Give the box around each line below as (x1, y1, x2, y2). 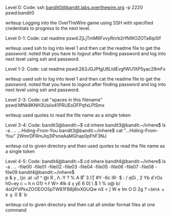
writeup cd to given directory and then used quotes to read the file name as (5, 143, 165, 149)
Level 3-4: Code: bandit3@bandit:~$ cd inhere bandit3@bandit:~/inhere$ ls (5, 122, 166, 128)
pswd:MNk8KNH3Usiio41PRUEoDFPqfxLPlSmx (5, 102, 105, 108)
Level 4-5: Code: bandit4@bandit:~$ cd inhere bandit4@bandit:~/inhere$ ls (5, 159, 166, 164)
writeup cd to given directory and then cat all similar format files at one (5, 202, 155, 207)
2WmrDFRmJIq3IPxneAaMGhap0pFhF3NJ (16, 133, 107, 139)
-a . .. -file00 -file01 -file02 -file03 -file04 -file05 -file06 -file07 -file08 (5, 164, 154, 170)
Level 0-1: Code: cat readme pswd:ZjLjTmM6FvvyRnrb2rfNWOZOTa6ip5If (5, 35, 161, 41)
